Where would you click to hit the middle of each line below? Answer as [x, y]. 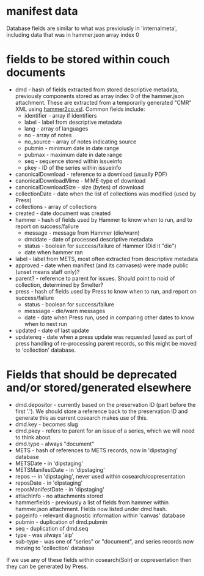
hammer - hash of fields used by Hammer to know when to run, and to [104, 219]
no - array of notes [48, 135]
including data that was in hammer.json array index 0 [73, 34]
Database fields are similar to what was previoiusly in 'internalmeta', [92, 28]
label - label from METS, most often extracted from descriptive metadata [107, 259]
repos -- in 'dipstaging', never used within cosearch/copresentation [100, 476]
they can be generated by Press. [47, 566]
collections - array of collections [56, 207]
